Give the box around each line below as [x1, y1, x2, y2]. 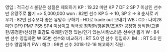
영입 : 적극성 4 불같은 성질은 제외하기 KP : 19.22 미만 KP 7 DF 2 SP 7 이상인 [5, 4, 153, 10]
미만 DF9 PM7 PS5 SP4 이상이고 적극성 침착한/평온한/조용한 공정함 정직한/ [5, 23, 152, 29]
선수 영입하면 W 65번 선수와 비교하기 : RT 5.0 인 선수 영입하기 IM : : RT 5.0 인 [10, 35, 162, 41]
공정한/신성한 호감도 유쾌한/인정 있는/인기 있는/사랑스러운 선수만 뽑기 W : [10, 29, 153, 35]
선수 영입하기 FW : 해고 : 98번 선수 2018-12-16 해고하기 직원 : [5, 42, 126, 47]
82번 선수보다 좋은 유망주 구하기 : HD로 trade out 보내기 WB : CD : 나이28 [16, 17, 162, 22]
